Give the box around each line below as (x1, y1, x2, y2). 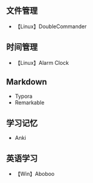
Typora (14, 92, 33, 100)
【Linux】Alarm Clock (14, 59, 69, 66)
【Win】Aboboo (14, 170, 55, 178)
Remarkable (14, 99, 45, 106)
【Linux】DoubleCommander (14, 23, 87, 30)
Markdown (6, 77, 48, 87)
